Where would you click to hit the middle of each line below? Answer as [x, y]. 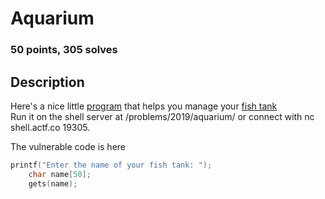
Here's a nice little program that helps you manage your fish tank [144, 106]
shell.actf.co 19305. [50, 127]
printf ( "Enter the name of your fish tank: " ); [111, 165]
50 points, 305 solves [64, 50]
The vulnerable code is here [68, 146]
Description [47, 82]
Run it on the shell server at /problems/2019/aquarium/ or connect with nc [162, 116]
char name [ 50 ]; [60, 174]
